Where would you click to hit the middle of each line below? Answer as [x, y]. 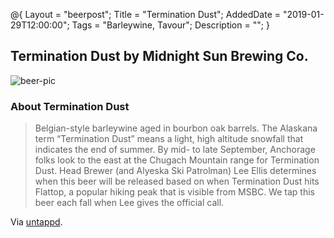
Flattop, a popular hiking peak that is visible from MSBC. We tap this [174, 192]
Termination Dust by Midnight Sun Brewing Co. [159, 56]
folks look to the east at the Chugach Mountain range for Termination [177, 160]
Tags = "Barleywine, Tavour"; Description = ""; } [170, 25]
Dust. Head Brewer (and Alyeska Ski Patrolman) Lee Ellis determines [175, 171]
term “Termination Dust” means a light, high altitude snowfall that [169, 139]
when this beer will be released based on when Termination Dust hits [177, 181]
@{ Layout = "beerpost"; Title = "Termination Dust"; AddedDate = [146, 14]
